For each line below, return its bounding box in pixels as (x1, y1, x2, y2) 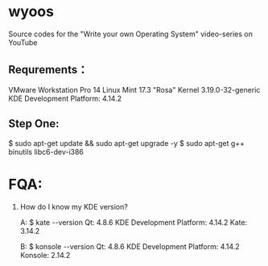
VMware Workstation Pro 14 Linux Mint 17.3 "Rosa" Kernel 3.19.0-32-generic (8, 85, 261, 94)
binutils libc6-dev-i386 (8, 147, 85, 156)
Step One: (8, 117, 60, 131)
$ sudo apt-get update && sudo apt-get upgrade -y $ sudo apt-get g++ (8, 138, 245, 148)
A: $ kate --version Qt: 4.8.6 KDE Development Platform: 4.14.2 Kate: (19, 217, 248, 227)
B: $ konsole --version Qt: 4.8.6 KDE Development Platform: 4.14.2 (19, 241, 240, 251)
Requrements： (8, 63, 89, 77)
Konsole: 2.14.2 (19, 250, 71, 260)
